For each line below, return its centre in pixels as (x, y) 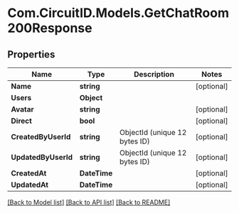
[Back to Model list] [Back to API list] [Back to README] (89, 202)
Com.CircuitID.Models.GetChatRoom (118, 13)
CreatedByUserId (41, 137)
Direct (21, 121)
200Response (50, 28)
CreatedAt (29, 173)
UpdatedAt (30, 185)
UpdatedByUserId (42, 157)
